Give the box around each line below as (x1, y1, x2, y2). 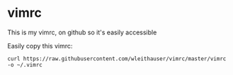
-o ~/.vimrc (7, 61, 42, 68)
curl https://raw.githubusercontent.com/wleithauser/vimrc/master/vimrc (7, 55, 227, 62)
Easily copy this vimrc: (7, 41, 73, 50)
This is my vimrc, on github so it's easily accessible (7, 28, 157, 36)
